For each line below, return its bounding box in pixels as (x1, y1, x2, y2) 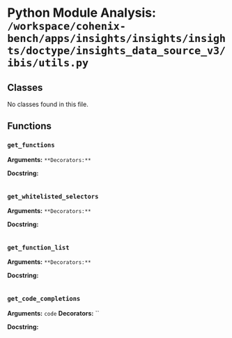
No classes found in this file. (7, 100, 88, 108)
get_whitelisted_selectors (7, 192, 99, 200)
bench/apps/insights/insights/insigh (7, 32, 226, 45)
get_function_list (7, 243, 70, 251)
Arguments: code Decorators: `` (7, 309, 100, 317)
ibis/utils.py (7, 57, 89, 70)
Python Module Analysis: (7, 5, 157, 21)
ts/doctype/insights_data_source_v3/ (7, 44, 226, 57)
